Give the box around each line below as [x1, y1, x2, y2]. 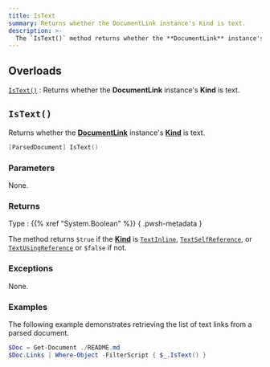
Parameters [8, 162, 55, 173]
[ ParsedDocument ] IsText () [8, 143, 99, 151]
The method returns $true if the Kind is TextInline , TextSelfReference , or [8, 234, 253, 244]
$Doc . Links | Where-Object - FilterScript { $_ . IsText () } [8, 351, 207, 359]
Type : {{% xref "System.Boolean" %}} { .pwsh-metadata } [8, 218, 202, 229]
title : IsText [8, 11, 56, 20]
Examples [8, 301, 48, 312]
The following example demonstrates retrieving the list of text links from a [8, 319, 252, 329]
